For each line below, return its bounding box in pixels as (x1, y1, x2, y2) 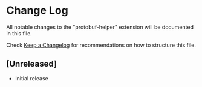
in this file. (6, 29, 32, 37)
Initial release (15, 74, 48, 82)
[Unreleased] (6, 59, 57, 69)
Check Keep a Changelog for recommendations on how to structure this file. (6, 41, 197, 49)
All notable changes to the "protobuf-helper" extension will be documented (6, 23, 194, 31)
